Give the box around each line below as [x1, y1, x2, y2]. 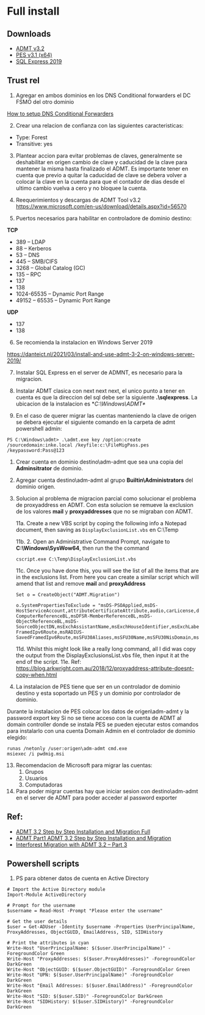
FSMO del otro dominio [15, 98, 74, 105]
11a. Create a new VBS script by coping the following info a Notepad [15, 519, 187, 526]
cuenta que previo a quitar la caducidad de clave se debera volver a [15, 171, 187, 178]
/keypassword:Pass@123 [7, 447, 65, 453]
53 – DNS [15, 251, 40, 258]
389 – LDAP [15, 238, 46, 246]
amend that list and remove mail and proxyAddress [15, 580, 146, 587]
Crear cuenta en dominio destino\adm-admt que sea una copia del [15, 458, 184, 465]
